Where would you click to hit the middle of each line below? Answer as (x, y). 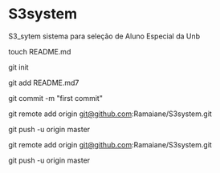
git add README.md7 (44, 82)
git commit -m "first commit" (55, 98)
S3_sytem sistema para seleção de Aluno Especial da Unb (104, 36)
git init (19, 67)
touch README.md (40, 51)
